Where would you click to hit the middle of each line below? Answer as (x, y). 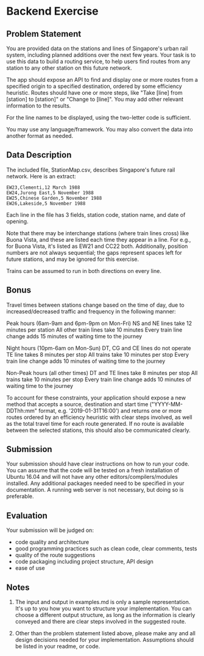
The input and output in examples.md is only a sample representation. (103, 602)
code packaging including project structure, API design (84, 562)
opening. (17, 221)
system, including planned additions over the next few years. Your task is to (101, 55)
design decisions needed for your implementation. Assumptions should (104, 640)
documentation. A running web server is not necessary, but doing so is (95, 490)
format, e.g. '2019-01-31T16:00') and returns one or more (110, 410)
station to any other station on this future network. (69, 68)
